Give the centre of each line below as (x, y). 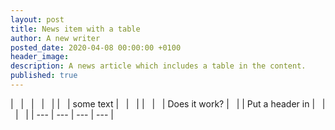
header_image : (40, 57)
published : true (44, 76)
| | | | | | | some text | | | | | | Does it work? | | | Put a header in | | (168, 103)
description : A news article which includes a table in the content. (158, 66)
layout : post (37, 19)
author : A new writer (55, 38)
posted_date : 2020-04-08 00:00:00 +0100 (96, 47)
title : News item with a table (75, 29)
